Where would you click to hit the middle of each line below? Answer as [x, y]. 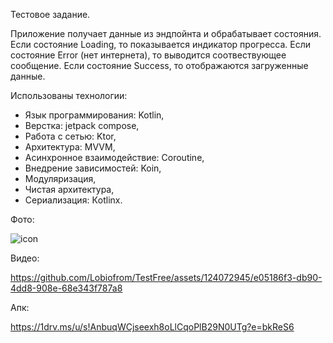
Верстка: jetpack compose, [82, 125]
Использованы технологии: [69, 95]
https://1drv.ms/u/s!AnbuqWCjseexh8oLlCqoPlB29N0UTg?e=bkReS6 [152, 327]
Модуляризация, [60, 178]
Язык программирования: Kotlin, [94, 115]
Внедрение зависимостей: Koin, [93, 168]
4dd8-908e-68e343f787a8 [66, 288]
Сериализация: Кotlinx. [73, 200]
